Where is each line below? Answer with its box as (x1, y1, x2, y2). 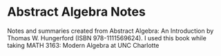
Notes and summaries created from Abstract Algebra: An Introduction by (7, 27, 214, 35)
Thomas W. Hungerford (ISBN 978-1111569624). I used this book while (7, 33, 207, 42)
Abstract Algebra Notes (7, 4, 146, 20)
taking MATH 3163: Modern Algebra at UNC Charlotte (7, 41, 160, 49)
